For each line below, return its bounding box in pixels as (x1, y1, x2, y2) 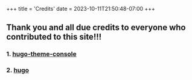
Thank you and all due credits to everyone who (6, 22, 186, 32)
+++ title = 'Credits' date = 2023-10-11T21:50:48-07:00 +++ (6, 5, 156, 12)
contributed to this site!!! (6, 32, 102, 42)
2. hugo (6, 66, 29, 75)
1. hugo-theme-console (6, 50, 77, 58)
